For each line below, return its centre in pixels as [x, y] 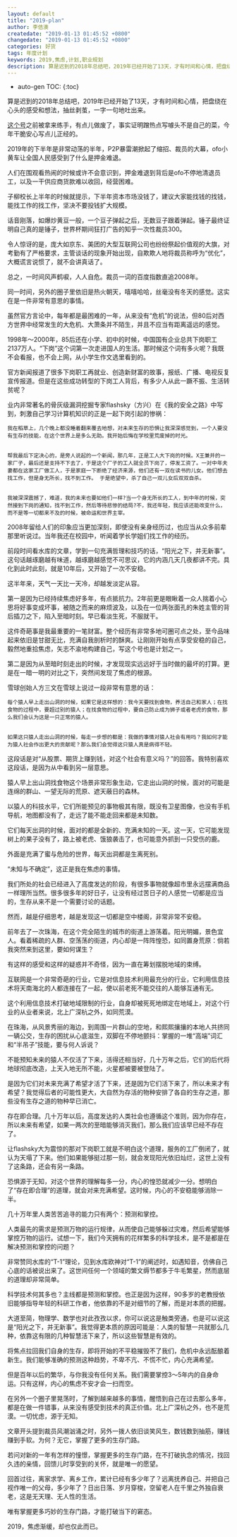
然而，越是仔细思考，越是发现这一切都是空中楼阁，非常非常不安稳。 [106, 916]
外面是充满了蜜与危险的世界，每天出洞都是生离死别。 [85, 854]
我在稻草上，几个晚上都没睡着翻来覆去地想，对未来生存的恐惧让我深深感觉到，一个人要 [115, 428]
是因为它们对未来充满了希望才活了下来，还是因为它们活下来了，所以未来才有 [119, 1083]
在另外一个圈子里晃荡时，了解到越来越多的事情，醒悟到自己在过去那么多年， [119, 1398]
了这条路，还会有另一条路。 [48, 1166]
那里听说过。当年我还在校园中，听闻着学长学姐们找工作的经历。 [100, 536]
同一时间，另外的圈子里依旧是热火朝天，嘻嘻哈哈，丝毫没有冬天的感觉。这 [115, 292]
